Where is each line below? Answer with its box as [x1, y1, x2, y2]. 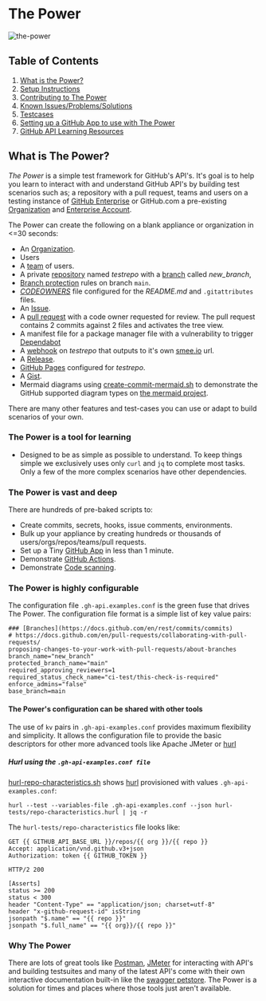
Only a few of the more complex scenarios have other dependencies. [19, 467, 247, 476]
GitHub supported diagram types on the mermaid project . [19, 388, 209, 397]
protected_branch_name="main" [8, 660, 109, 668]
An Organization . [19, 244, 76, 254]
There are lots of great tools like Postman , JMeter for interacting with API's [8, 958, 253, 968]
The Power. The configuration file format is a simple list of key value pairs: [8, 609, 252, 619]
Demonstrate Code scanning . [19, 563, 117, 573]
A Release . [19, 354, 56, 364]
